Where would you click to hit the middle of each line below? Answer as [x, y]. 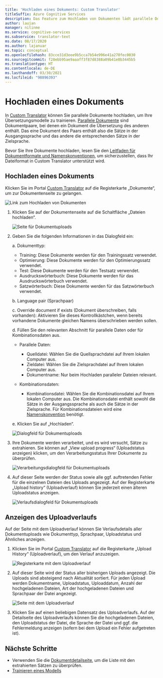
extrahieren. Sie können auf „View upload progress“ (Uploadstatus [78, 448]
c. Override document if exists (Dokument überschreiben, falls [74, 310]
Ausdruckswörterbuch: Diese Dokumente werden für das [76, 275]
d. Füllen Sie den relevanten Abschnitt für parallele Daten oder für [78, 330]
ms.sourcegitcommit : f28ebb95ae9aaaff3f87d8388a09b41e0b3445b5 [70, 59]
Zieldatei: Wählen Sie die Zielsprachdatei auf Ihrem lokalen [85, 364]
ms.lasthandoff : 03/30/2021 [33, 73]
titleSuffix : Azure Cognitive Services [45, 14]
